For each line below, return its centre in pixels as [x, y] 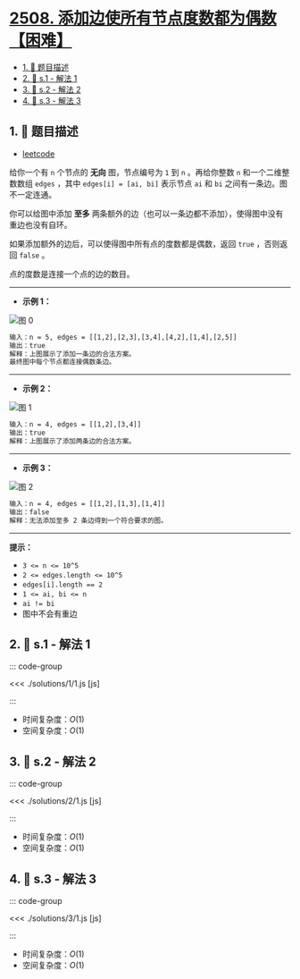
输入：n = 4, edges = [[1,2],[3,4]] [75, 425]
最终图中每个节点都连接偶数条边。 [62, 362]
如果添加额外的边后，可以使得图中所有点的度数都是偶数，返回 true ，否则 [145, 243]
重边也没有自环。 [41, 224]
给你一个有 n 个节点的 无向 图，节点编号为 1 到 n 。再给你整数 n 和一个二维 [146, 172]
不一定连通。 [33, 194]
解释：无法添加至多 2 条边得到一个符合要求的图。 [88, 520]
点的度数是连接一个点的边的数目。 [72, 274]
